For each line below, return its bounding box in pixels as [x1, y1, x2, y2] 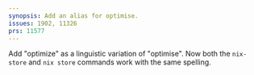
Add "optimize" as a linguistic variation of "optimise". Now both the [8, 49, 231, 59]
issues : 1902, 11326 [8, 19, 78, 27]
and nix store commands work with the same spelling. [27, 57, 211, 67]
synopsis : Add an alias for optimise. [8, 11, 139, 20]
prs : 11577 [8, 27, 45, 35]
